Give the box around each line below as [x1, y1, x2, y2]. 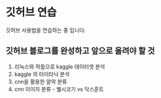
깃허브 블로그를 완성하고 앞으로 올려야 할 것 [5, 46, 155, 56]
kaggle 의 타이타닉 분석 [14, 70, 70, 78]
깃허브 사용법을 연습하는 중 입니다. [5, 26, 86, 34]
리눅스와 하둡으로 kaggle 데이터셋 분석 [14, 63, 106, 70]
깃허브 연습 [5, 5, 57, 19]
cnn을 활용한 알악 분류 [14, 78, 67, 85]
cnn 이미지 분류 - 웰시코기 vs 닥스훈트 [14, 85, 105, 93]
